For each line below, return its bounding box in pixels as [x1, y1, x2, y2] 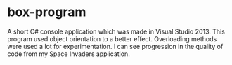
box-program [7, 4, 86, 20]
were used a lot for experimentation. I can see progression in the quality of [7, 42, 224, 50]
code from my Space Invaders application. [7, 50, 130, 58]
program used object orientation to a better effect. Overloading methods [7, 34, 217, 43]
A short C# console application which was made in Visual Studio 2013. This [7, 27, 225, 36]
